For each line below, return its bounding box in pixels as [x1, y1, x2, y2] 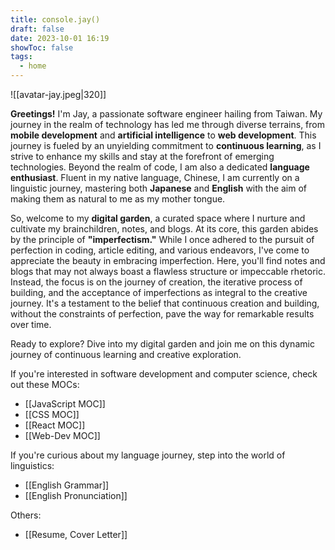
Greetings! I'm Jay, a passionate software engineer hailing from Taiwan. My [10, 108, 323, 120]
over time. [10, 319, 52, 330]
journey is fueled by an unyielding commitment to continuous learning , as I [10, 140, 322, 151]
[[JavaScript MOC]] [24, 398, 106, 410]
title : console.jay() [10, 14, 101, 25]
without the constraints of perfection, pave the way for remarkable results [10, 308, 315, 320]
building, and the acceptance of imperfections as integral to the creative [10, 287, 308, 298]
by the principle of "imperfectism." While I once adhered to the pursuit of [10, 234, 315, 245]
